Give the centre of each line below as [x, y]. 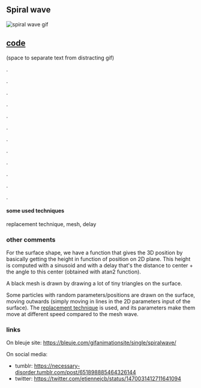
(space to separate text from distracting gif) [60, 58]
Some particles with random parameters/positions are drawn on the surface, [101, 295]
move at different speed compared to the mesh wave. [73, 314]
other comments [31, 239]
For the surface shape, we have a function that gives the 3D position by [94, 253]
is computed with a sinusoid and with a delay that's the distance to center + [100, 266]
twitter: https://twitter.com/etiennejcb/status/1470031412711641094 [98, 379]
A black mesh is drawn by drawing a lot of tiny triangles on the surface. [94, 284]
